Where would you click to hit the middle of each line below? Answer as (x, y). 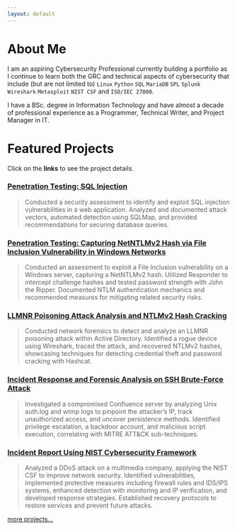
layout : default (31, 14)
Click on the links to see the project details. (71, 168)
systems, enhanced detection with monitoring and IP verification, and (126, 490)
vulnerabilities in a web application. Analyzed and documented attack (126, 209)
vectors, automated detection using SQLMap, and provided (111, 217)
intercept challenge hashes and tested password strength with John (124, 282)
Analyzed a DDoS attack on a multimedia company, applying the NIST (126, 468)
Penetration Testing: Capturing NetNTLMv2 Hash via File (107, 243)
